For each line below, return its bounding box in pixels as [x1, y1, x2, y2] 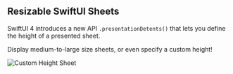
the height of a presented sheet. [7, 31, 101, 40]
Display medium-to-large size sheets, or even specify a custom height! [7, 45, 213, 53]
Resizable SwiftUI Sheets [7, 6, 120, 17]
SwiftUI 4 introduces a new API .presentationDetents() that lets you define [7, 24, 226, 32]
